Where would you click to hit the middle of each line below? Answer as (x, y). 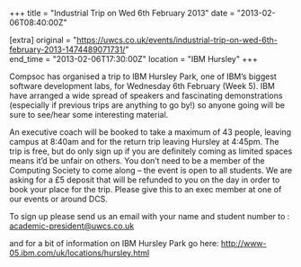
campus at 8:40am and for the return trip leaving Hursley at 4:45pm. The (144, 142)
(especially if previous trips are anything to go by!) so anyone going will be (147, 105)
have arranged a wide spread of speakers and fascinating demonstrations (146, 95)
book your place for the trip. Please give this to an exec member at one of (146, 189)
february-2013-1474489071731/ (67, 49)
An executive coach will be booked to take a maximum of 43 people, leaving (150, 132)
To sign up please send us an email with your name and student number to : (150, 216)
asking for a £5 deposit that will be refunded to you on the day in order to (145, 180)
